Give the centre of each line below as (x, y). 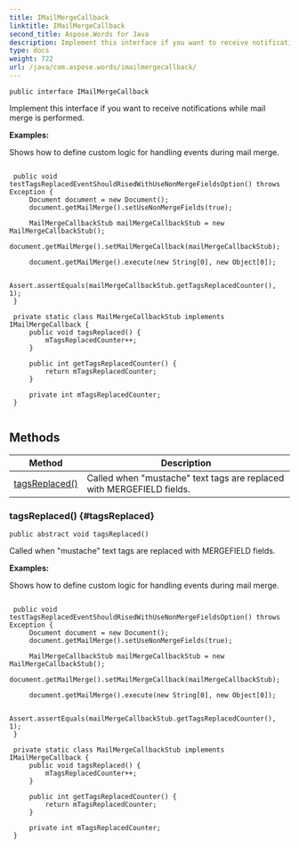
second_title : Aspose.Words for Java (79, 34)
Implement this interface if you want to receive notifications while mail (137, 108)
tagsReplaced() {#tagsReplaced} (82, 515)
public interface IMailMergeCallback (79, 91)
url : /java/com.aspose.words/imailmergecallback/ (103, 68)
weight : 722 (31, 59)
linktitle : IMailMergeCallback (67, 26)
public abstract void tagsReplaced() (79, 534)
